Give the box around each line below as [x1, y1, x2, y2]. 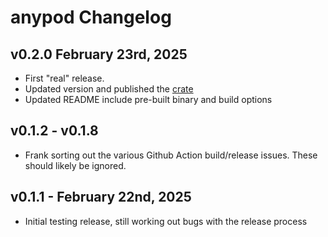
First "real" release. [24, 72, 105, 84]
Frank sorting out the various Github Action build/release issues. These [24, 149, 318, 161]
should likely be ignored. [24, 159, 127, 171]
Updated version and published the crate [24, 83, 194, 95]
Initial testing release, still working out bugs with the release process [24, 215, 308, 227]
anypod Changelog [10, 6, 172, 29]
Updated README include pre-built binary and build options [24, 94, 273, 105]
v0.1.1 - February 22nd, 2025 [10, 189, 192, 206]
